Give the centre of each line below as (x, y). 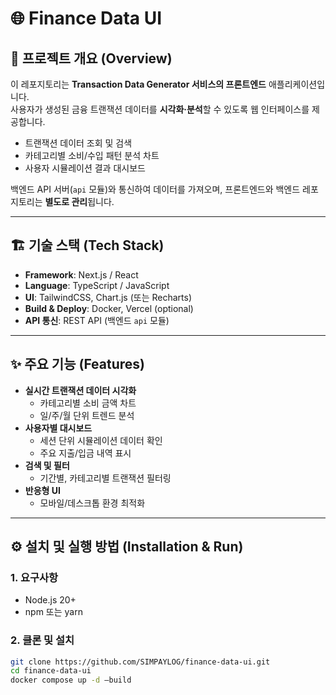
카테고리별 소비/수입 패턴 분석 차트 (92, 155)
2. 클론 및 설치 (42, 640)
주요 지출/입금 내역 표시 (85, 453)
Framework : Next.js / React (81, 274)
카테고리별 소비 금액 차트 (88, 403)
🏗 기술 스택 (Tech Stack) (87, 245)
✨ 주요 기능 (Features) (78, 364)
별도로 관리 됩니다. (79, 201)
